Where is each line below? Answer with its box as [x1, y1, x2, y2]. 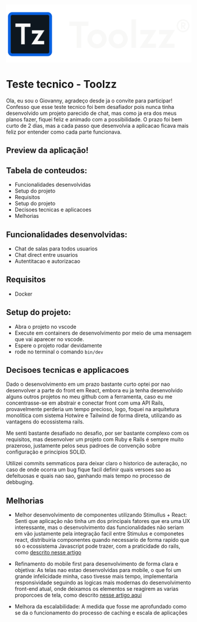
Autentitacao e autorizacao [14, 257, 81, 264]
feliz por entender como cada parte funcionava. [6, 128, 122, 135]
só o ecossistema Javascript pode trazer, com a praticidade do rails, [14, 542, 181, 550]
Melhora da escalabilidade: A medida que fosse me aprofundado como [14, 603, 187, 610]
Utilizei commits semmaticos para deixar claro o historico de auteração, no [6, 460, 187, 467]
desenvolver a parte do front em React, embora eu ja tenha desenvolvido [6, 387, 183, 394]
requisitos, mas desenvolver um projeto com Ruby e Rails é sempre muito [6, 436, 184, 443]
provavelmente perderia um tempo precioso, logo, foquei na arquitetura [6, 406, 179, 413]
